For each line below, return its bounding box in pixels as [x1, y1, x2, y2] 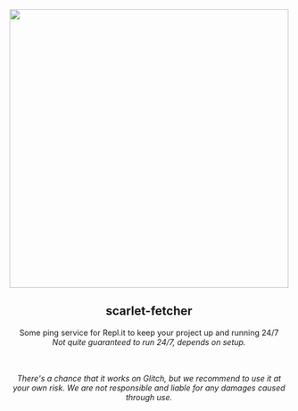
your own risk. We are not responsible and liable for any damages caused [12, 382, 286, 393]
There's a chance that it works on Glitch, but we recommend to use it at [16, 373, 282, 383]
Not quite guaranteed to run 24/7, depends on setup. [52, 336, 246, 347]
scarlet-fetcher [105, 303, 193, 319]
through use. [125, 391, 173, 402]
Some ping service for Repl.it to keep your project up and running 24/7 [19, 327, 279, 338]
